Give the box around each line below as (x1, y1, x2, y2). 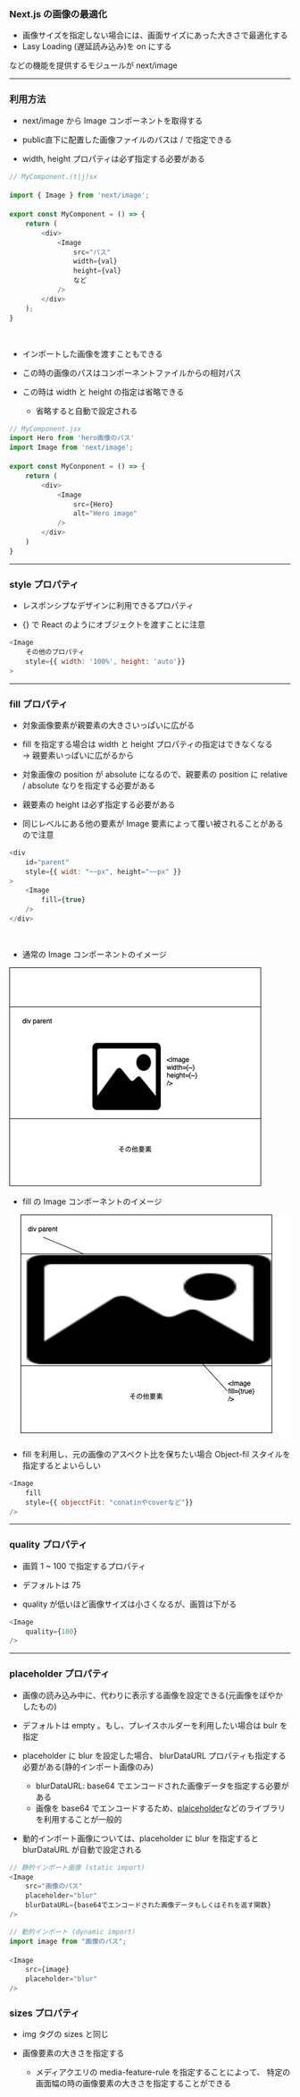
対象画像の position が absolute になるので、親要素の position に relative (21, 768, 288, 779)
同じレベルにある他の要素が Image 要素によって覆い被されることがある (21, 818, 284, 828)
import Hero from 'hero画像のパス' (9, 434, 136, 443)
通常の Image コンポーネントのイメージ (21, 948, 168, 959)
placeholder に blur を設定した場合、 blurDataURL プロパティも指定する (21, 1750, 287, 1761)
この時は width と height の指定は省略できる (21, 386, 185, 397)
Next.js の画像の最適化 (9, 7, 108, 20)
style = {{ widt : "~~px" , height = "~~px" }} (25, 867, 181, 876)
